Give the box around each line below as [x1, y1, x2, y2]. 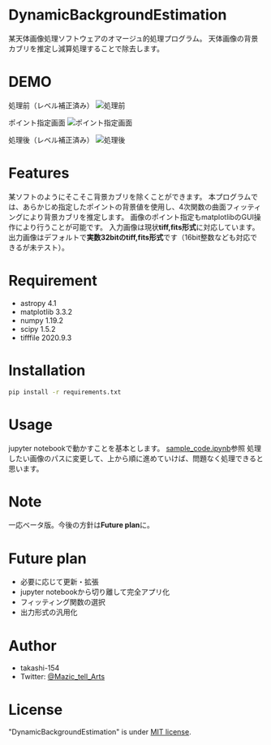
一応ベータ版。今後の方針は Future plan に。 [8, 520, 154, 530]
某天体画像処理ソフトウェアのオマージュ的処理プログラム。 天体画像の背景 [8, 33, 259, 43]
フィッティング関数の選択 [19, 597, 105, 607]
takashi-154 [19, 663, 60, 673]
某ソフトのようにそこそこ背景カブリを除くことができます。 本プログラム [8, 192, 252, 201]
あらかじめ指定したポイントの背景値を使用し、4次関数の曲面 [22, 201, 227, 212]
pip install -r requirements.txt [8, 388, 122, 396]
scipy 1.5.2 [19, 324, 56, 334]
